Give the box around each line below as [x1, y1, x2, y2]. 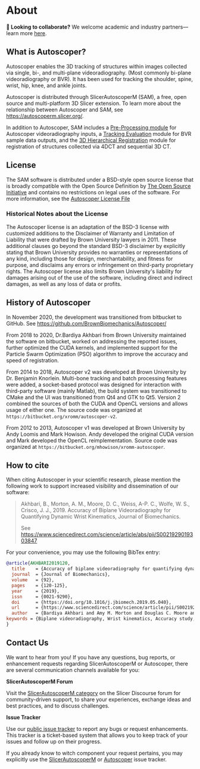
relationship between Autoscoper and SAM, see [6, 106, 124, 113]
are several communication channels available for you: [6, 666, 140, 674]
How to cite [6, 460, 49, 471]
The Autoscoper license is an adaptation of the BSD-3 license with [6, 223, 170, 230]
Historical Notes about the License [6, 210, 108, 218]
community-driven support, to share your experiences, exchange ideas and [6, 696, 192, 703]
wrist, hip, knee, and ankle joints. [6, 82, 87, 89]
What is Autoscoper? [6, 47, 86, 57]
